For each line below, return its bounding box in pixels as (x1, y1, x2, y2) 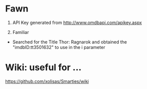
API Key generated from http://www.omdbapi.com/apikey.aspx (12, 19, 142, 25)
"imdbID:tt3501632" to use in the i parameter (12, 44, 105, 50)
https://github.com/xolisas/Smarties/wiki (5, 78, 89, 84)
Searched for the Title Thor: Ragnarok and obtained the (12, 38, 127, 45)
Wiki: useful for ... (5, 62, 82, 73)
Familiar (12, 29, 29, 35)
